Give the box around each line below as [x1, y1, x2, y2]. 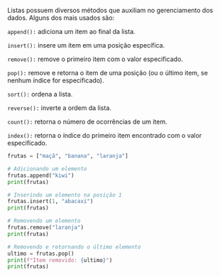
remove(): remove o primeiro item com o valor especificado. [7, 55, 183, 63]
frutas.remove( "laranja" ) [7, 224, 84, 231]
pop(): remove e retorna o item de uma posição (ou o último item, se [7, 69, 208, 77]
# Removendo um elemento [7, 217, 81, 224]
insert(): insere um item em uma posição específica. [7, 41, 165, 49]
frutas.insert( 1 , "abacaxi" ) [7, 198, 94, 205]
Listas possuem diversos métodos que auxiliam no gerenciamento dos [7, 6, 214, 14]
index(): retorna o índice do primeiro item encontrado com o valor [7, 131, 202, 139]
